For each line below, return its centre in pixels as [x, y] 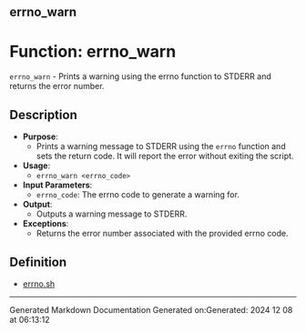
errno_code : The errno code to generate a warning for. [138, 195]
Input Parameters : [57, 185]
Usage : [36, 166]
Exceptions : [46, 224]
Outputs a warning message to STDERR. [112, 214]
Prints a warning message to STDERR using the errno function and [161, 146]
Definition [38, 262]
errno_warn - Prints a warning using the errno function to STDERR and [140, 76]
